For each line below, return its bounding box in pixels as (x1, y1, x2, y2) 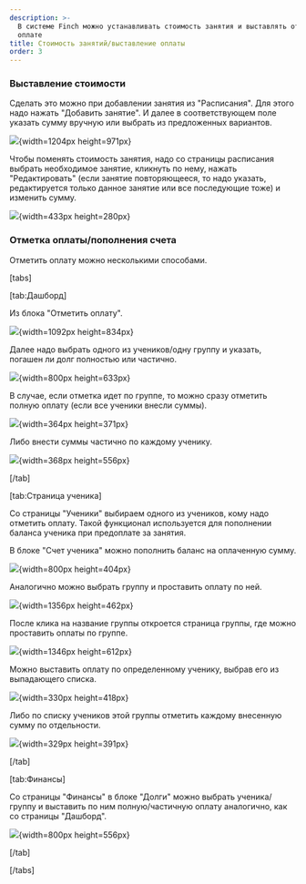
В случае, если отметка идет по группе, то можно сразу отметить (9, 390, 268, 401)
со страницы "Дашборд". (9, 810, 107, 821)
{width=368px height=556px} (18, 454, 130, 465)
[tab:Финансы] (9, 773, 66, 784)
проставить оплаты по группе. (9, 627, 128, 638)
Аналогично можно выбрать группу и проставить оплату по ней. (9, 581, 262, 592)
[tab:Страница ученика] (9, 490, 102, 501)
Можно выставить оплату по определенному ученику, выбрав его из (9, 664, 280, 675)
